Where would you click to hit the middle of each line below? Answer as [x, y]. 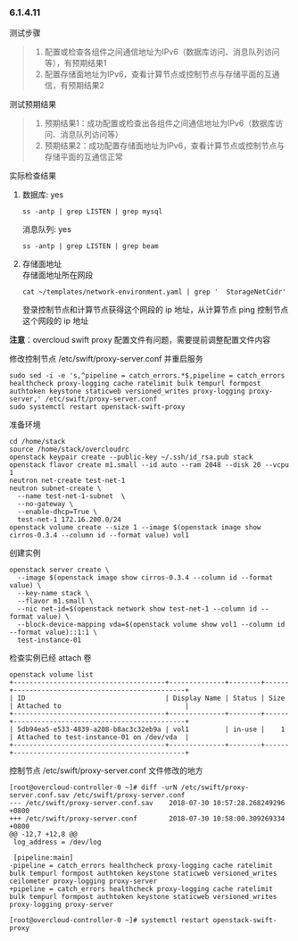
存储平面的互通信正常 [83, 157]
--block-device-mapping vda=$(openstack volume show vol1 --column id [151, 625]
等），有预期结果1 [75, 63]
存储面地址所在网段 [58, 275]
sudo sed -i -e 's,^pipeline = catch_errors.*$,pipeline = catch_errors [147, 376]
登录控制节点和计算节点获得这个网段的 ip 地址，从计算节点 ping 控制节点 [155, 310]
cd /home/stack [37, 442]
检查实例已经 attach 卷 [50, 658]
